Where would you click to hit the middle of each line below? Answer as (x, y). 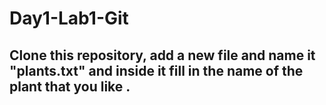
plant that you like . (70, 86)
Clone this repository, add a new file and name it (162, 55)
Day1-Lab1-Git (69, 18)
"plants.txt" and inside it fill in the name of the (156, 70)
